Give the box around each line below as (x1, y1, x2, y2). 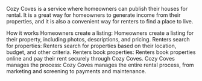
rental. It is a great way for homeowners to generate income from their (6, 11, 181, 19)
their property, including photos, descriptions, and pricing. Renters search (6, 36, 190, 43)
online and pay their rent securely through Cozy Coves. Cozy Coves (6, 55, 175, 62)
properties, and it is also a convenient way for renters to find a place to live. (6, 18, 194, 25)
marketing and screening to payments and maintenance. (6, 68, 147, 74)
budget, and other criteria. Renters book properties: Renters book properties (6, 49, 196, 56)
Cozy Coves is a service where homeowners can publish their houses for (6, 5, 188, 12)
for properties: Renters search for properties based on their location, (6, 42, 177, 49)
